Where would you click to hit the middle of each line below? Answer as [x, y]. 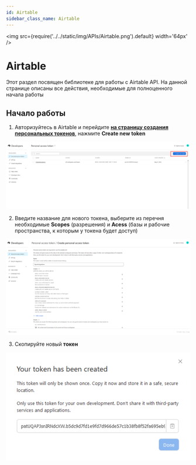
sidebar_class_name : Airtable [43, 18]
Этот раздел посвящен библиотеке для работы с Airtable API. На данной [97, 82]
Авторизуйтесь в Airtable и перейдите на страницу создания [91, 127]
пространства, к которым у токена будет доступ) [76, 231]
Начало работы [36, 113]
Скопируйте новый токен [46, 344]
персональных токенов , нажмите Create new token [80, 134]
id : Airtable [22, 12]
